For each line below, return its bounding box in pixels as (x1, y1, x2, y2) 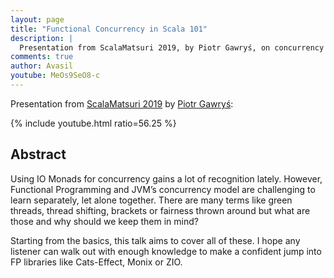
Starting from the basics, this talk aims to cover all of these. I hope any (10, 234, 301, 246)
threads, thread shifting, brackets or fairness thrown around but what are (10, 204, 311, 216)
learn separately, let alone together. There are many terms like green (10, 194, 293, 206)
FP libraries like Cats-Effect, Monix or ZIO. (10, 256, 183, 268)
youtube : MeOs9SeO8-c (10, 71, 101, 81)
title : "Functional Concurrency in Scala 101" (10, 24, 208, 34)
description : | (10, 33, 74, 43)
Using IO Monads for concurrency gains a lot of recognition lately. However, (10, 172, 323, 185)
